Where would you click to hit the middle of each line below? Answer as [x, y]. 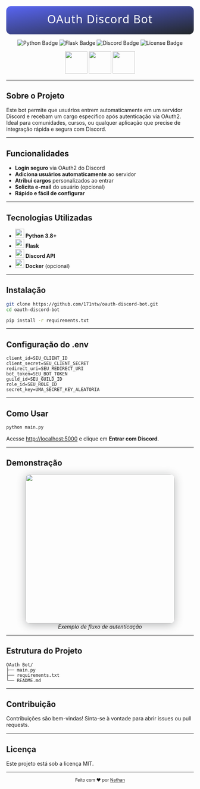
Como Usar [27, 413]
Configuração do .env [48, 345]
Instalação [26, 290]
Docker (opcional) [48, 266]
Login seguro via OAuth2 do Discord [60, 168]
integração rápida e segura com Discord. [56, 129]
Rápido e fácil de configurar [50, 193]
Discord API [40, 256]
